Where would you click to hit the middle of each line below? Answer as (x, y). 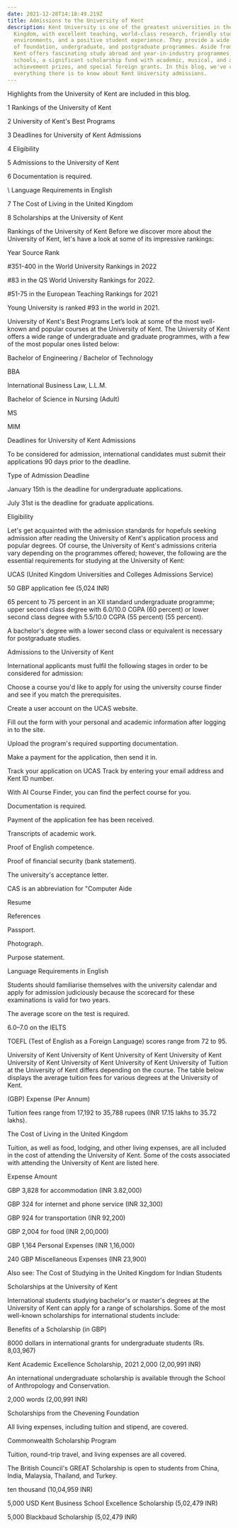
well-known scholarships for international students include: (94, 1315)
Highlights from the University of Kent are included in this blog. (99, 94)
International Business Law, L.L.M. (57, 385)
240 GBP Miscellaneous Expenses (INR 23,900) (77, 1259)
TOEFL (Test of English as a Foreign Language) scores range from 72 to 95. (118, 1041)
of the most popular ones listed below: (63, 344)
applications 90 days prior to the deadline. (69, 462)
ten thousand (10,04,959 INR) (50, 1489)
